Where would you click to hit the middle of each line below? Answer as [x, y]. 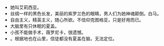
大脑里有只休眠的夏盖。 [35, 26]
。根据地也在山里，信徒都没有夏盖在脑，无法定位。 [63, 38]
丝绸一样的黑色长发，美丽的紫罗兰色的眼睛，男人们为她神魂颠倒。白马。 [86, 13]
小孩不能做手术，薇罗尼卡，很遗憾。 [48, 32]
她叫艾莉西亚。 [26, 7]
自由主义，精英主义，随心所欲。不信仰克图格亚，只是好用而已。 [77, 20]
